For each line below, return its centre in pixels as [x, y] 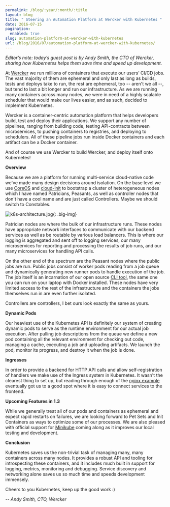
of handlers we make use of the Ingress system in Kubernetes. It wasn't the [84, 375]
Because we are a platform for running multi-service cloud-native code [79, 177]
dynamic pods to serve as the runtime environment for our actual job [77, 328]
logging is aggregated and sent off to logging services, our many [73, 240]
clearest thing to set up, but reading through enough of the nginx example [82, 380]
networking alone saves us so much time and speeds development [75, 474]
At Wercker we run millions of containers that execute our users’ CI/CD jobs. [85, 73]
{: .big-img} [65, 214]
